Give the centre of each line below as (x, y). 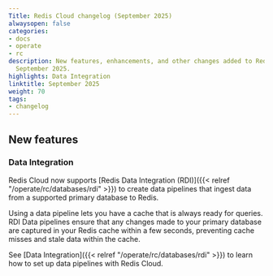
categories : (28, 31)
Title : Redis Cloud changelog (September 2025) (91, 16)
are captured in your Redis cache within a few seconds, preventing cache (131, 230)
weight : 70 (27, 91)
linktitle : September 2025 (54, 84)
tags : (17, 99)
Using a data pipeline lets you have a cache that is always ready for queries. (136, 213)
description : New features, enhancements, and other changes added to (130, 62)
